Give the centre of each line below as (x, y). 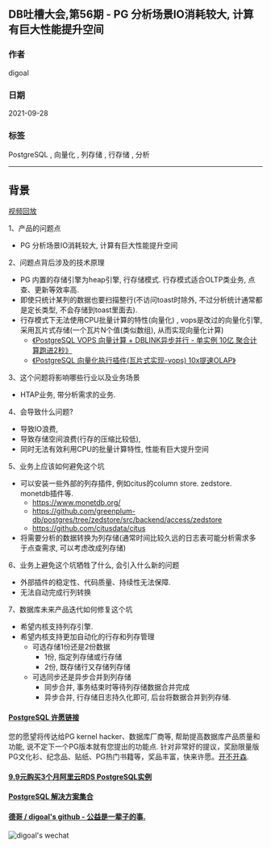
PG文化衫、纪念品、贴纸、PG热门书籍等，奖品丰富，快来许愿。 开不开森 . (129, 757)
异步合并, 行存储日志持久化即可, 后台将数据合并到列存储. (138, 697)
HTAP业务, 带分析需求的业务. (68, 395)
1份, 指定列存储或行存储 (83, 657)
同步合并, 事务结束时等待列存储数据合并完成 (117, 687)
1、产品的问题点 (35, 228)
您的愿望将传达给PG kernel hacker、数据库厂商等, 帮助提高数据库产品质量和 (134, 737)
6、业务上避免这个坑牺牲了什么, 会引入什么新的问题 (94, 565)
